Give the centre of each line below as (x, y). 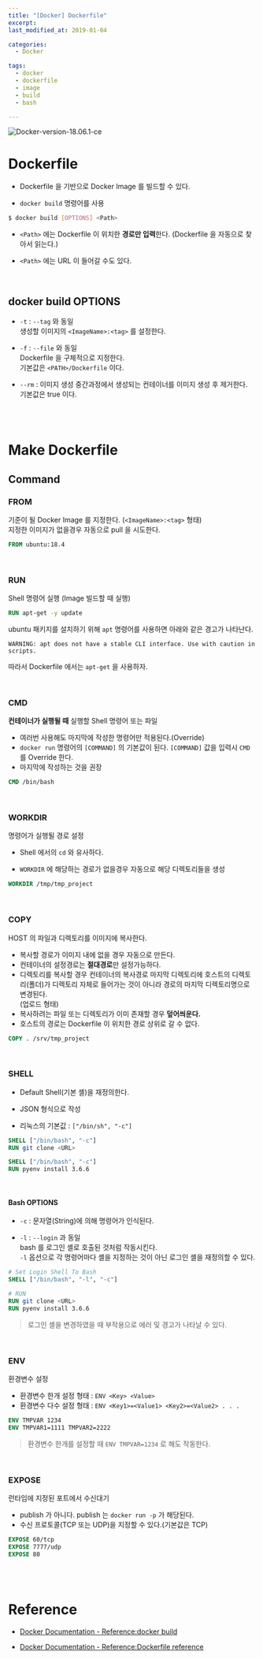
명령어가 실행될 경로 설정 (46, 835)
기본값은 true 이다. (48, 394)
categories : (28, 44)
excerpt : (22, 23)
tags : (17, 66)
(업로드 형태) (39, 1004)
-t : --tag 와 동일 (46, 321)
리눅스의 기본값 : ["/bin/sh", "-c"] (76, 1125)
